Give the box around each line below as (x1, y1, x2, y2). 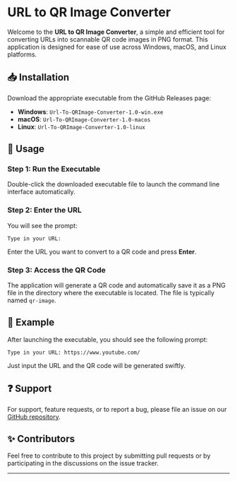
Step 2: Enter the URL (7, 206, 83, 215)
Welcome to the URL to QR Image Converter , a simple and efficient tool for (7, 28, 225, 36)
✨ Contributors (7, 433, 75, 445)
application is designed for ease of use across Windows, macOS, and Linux (7, 42, 227, 51)
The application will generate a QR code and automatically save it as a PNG (7, 281, 226, 290)
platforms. (7, 50, 37, 59)
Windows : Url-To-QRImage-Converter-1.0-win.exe (17, 107, 164, 116)
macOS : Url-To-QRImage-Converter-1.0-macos (17, 114, 151, 124)
